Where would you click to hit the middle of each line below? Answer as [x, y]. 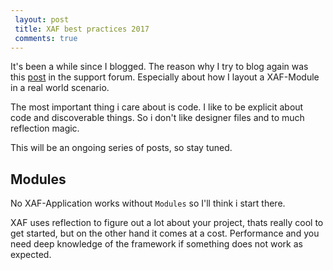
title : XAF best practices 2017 [82, 29]
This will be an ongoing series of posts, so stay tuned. [121, 148]
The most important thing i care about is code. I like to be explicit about [157, 107]
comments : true [46, 38]
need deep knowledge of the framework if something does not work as [156, 244]
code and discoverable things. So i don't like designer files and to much [157, 118]
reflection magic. [45, 128]
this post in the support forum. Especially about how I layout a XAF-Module [165, 77]
